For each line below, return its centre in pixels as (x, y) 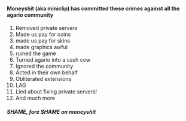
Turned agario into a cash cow (53, 60)
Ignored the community (44, 66)
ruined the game (36, 53)
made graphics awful (42, 47)
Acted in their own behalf (47, 72)
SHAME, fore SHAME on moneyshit (51, 111)
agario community (30, 14)
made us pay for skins (43, 41)
